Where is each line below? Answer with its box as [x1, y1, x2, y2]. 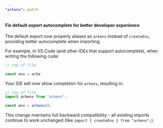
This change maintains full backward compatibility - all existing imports [5, 112, 150, 118]
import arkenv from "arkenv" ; [5, 94, 67, 100]
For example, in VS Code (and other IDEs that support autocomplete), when [5, 48, 159, 54]
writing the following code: [5, 53, 59, 59]
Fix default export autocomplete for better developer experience [5, 23, 140, 28]
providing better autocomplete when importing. [5, 38, 101, 44]
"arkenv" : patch [5, 7, 38, 12]
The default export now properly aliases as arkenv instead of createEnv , [5, 33, 150, 39]
